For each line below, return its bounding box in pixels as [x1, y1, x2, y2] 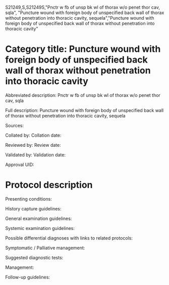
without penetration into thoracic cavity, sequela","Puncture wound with [5, 15, 155, 21]
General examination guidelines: [5, 215, 72, 221]
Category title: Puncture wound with [5, 43, 161, 55]
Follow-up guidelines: [5, 274, 50, 280]
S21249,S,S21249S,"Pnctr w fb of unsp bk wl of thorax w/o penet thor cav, [5, 5, 160, 10]
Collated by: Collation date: [5, 132, 62, 138]
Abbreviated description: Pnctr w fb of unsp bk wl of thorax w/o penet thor [5, 92, 160, 98]
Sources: [5, 122, 24, 128]
